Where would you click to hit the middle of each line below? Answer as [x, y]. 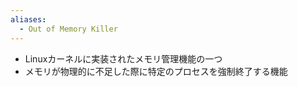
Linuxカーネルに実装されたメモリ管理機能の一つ [123, 58]
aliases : [28, 19]
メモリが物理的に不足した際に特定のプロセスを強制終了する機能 [156, 71]
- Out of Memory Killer [68, 29]
